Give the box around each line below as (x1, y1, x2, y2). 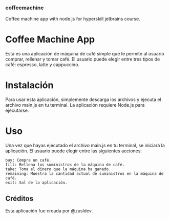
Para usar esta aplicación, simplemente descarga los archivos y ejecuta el (5, 96, 161, 103)
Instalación (5, 79, 54, 91)
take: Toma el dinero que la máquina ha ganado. (5, 167, 111, 172)
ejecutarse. (5, 107, 29, 114)
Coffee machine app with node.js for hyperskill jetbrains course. (5, 16, 141, 22)
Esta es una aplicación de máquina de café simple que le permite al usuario (5, 51, 165, 57)
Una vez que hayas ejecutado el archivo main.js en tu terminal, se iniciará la (5, 143, 165, 149)
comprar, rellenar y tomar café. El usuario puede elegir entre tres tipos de (5, 56, 160, 63)
